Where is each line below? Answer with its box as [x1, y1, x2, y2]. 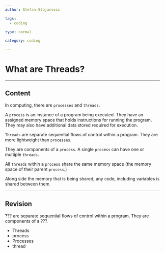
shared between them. [5, 181, 51, 187]
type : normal [5, 29, 32, 34]
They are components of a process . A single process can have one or [5, 146, 144, 152]
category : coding [5, 38, 41, 43]
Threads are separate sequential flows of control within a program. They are [5, 131, 158, 137]
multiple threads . [5, 152, 39, 157]
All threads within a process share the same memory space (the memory [5, 161, 151, 167]
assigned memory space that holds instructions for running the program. [5, 117, 152, 123]
